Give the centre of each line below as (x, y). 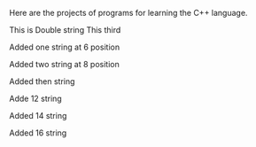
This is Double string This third (65, 30)
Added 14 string (38, 116)
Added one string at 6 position (65, 47)
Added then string (42, 81)
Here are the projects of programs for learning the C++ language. (128, 13)
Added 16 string (38, 133)
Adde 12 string (35, 98)
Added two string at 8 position (64, 64)
